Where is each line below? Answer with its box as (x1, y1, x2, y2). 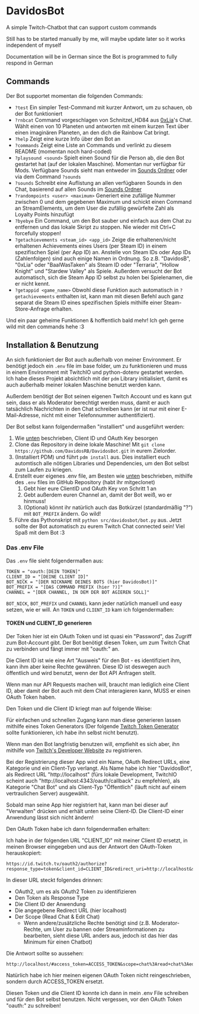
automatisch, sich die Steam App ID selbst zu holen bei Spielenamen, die (14, 274, 193, 281)
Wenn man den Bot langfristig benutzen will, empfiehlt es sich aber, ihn (6, 741, 179, 748)
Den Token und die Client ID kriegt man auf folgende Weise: (6, 705, 152, 712)
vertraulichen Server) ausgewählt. (6, 790, 89, 797)
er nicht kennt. (14, 280, 50, 287)
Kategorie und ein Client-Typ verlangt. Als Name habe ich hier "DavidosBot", (6, 765, 192, 772)
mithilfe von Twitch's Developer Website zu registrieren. (6, 747, 143, 754)
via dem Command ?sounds (14, 173, 81, 180)
